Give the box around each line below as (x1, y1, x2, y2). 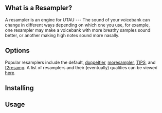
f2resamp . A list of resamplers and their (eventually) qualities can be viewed (5, 64, 158, 70)
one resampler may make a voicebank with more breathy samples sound (5, 27, 151, 33)
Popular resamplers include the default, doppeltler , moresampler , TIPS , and (5, 59, 156, 65)
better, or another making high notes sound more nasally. (5, 32, 120, 38)
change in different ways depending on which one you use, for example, (5, 22, 150, 28)
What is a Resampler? (5, 4, 72, 12)
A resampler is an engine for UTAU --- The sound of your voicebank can (5, 17, 150, 22)
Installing (5, 84, 34, 92)
